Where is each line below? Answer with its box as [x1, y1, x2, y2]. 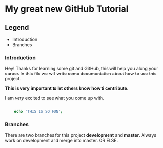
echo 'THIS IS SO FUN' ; [14, 109, 63, 114]
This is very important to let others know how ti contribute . [5, 85, 129, 91]
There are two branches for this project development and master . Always [5, 132, 157, 138]
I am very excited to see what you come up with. [5, 95, 104, 101]
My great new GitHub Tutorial [5, 3, 129, 15]
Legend [5, 23, 29, 32]
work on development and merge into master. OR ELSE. [5, 138, 118, 144]
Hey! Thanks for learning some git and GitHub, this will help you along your [5, 66, 159, 72]
